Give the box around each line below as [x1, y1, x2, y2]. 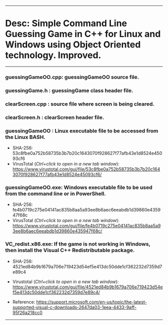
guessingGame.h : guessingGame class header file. [5, 87, 133, 94]
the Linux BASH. [5, 133, 46, 140]
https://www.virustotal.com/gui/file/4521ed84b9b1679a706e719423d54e [12, 283, 163, 290]
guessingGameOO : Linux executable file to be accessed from [5, 127, 158, 134]
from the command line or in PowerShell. [5, 190, 106, 197]
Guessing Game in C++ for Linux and [5, 28, 161, 40]
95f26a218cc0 [12, 309, 42, 315]
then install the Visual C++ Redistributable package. [5, 247, 135, 254]
